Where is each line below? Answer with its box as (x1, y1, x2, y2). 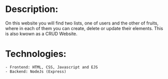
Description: (5, 3, 59, 15)
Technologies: (5, 48, 67, 59)
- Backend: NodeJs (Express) (5, 69, 67, 74)
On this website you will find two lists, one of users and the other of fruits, (5, 20, 159, 26)
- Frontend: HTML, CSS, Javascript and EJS (5, 64, 98, 69)
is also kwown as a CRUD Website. (5, 30, 78, 36)
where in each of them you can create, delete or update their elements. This (5, 25, 163, 31)
